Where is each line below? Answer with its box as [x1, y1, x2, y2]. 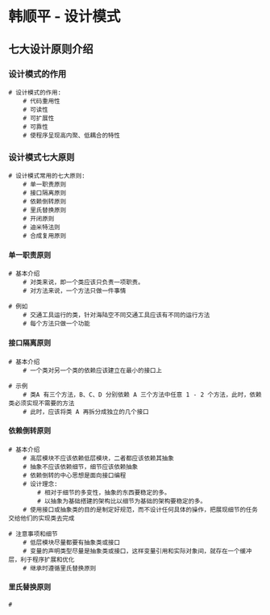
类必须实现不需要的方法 [8, 399, 75, 408]
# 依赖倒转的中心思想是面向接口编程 [23, 471, 127, 479]
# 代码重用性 [23, 97, 60, 105]
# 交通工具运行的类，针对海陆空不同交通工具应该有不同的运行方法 [23, 312, 210, 320]
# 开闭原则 [23, 215, 55, 223]
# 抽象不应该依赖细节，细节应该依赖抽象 [23, 462, 139, 471]
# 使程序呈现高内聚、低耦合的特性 [23, 131, 121, 140]
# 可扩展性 [23, 114, 55, 122]
